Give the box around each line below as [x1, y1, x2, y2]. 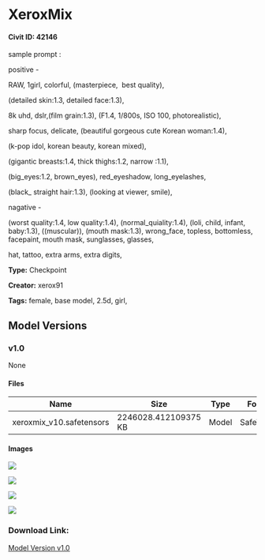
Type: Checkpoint [8, 265, 67, 275]
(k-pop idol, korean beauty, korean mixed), [8, 141, 147, 151]
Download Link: [8, 525, 69, 536]
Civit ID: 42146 [8, 32, 58, 41]
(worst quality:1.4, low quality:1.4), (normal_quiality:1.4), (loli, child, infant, [8, 218, 246, 227]
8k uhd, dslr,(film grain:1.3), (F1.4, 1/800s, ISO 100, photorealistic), [8, 111, 222, 120]
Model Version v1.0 [8, 543, 70, 552]
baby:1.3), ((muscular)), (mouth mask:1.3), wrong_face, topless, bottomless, [8, 227, 253, 236]
